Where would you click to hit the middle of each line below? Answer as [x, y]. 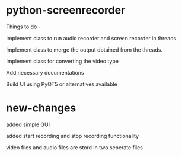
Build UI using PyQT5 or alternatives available [62, 84]
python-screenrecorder [66, 10]
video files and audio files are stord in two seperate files [75, 147]
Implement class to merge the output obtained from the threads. [84, 49]
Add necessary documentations [45, 72]
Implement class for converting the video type [62, 61]
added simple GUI [28, 124]
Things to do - [24, 27]
